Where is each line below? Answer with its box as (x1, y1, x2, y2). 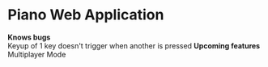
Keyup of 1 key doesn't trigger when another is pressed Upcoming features (7, 40, 261, 50)
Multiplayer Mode (7, 49, 66, 59)
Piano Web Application (7, 6, 164, 24)
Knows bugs (7, 32, 51, 42)
